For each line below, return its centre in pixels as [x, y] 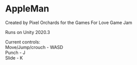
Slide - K [14, 57]
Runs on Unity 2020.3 [27, 32]
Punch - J [15, 52]
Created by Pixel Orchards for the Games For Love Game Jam [69, 22]
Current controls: [23, 42]
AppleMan [27, 9]
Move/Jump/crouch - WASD [34, 47]
